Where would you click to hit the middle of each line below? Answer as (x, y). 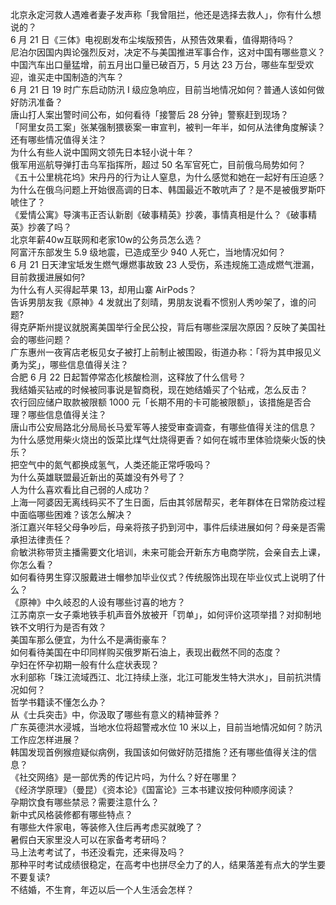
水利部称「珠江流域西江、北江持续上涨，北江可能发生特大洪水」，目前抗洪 (161, 677)
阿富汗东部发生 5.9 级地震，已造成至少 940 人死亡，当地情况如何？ (148, 252)
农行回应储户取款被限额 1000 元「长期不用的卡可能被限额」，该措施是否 (156, 402)
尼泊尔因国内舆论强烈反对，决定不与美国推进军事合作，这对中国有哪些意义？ (168, 52)
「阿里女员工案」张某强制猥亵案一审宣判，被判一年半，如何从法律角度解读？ (168, 127)
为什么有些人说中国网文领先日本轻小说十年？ (102, 152)
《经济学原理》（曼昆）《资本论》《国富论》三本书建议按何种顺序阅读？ (152, 789)
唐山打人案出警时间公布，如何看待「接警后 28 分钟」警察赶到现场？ (150, 114)
